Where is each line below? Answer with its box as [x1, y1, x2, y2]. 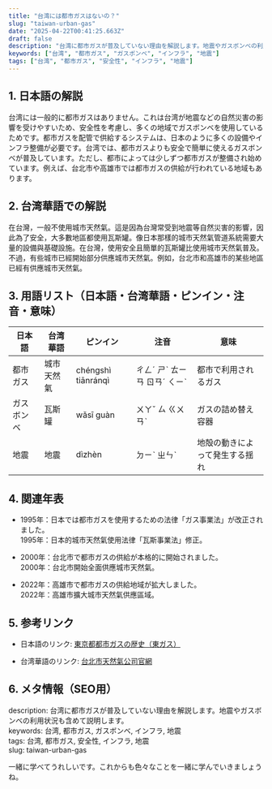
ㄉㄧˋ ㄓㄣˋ [136, 450, 177, 461]
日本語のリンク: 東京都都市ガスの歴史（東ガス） [19, 639, 181, 649]
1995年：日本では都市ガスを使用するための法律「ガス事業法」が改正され [19, 515, 264, 524]
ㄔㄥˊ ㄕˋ [136, 364, 169, 376]
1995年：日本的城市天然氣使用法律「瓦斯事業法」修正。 [19, 535, 207, 545]
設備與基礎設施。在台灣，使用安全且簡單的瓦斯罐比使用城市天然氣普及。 [22, 243, 264, 252]
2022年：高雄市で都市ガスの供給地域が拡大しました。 [19, 580, 202, 589]
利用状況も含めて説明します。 [29, 715, 129, 725]
